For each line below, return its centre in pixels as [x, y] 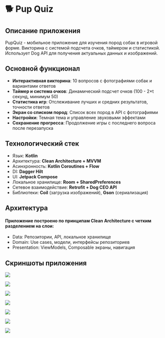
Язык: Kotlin [25, 156]
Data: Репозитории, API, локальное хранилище [62, 237]
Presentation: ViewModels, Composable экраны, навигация [74, 247]
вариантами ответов [34, 86]
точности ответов [31, 107]
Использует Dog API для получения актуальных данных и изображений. [82, 53]
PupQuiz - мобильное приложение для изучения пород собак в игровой [82, 43]
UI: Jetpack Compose [35, 176]
